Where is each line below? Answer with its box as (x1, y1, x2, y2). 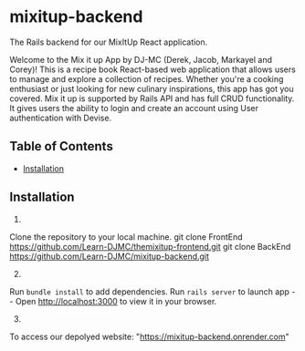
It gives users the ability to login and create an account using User (9, 102, 258, 113)
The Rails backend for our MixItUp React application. (9, 36, 208, 47)
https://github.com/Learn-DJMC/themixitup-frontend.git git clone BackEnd (9, 241, 291, 252)
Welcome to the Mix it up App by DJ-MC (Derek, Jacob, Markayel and (9, 54, 272, 65)
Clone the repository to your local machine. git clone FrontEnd (9, 231, 244, 243)
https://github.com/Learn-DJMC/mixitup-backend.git (9, 251, 210, 262)
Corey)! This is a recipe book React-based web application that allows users (9, 64, 297, 75)
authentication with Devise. (9, 112, 112, 123)
